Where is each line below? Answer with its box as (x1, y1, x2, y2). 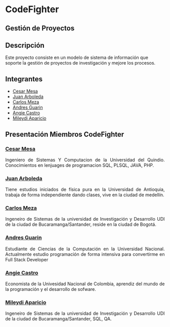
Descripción (5, 41, 45, 49)
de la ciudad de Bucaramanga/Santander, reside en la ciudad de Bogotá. (5, 221, 157, 227)
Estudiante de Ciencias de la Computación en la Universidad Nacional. (5, 246, 165, 252)
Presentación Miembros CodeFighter (5, 130, 124, 138)
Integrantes (5, 75, 43, 83)
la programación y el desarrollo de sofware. (5, 286, 96, 292)
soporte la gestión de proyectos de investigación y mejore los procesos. (5, 60, 156, 66)
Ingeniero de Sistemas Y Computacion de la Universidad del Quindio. (5, 157, 165, 163)
